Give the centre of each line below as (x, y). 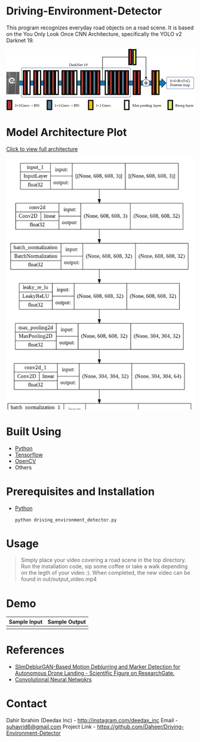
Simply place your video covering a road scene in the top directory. (103, 560)
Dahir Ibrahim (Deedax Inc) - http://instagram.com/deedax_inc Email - (92, 720)
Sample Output (67, 622)
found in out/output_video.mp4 (59, 579)
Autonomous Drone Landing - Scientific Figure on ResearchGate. (95, 673)
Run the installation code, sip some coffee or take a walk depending (104, 566)
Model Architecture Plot (67, 132)
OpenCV (25, 461)
